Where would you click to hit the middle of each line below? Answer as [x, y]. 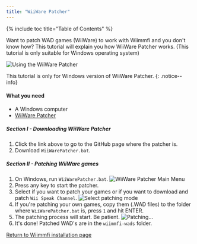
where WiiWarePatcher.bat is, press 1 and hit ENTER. [79, 210]
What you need [25, 96]
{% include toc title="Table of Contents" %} [60, 29]
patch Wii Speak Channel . [46, 198]
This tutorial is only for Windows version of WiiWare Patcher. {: [83, 76]
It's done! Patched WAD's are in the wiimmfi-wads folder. [83, 223]
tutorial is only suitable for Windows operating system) [73, 53]
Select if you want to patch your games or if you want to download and [101, 192]
